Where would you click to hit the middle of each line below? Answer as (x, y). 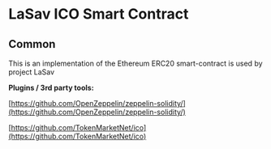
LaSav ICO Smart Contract (99, 14)
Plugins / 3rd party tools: (52, 87)
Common (32, 44)
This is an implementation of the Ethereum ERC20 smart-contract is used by (135, 63)
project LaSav (32, 72)
